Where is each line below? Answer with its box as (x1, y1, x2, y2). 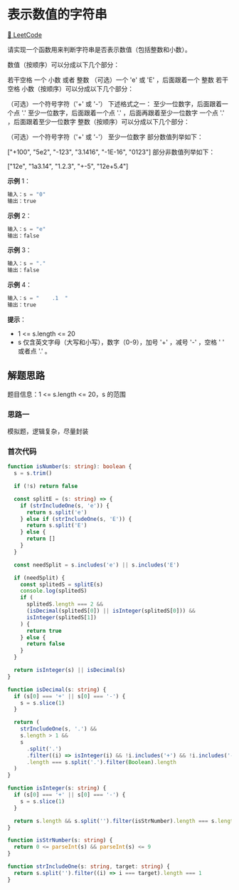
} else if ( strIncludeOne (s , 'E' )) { (20, 515, 132, 522)
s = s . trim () (14, 470, 53, 477)
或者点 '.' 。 (17, 346, 51, 355)
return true (26, 627, 62, 634)
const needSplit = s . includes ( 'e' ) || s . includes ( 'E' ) (14, 561, 180, 569)
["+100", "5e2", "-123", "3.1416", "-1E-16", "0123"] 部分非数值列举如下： (7, 148, 216, 156)
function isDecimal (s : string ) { (7, 685, 107, 693)
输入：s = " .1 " (7, 295, 68, 302)
